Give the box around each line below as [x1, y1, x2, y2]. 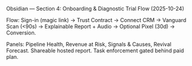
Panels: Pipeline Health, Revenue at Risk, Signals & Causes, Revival [6, 41, 172, 48]
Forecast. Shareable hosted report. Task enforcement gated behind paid [6, 47, 184, 54]
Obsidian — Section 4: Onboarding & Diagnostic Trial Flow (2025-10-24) [6, 5, 184, 12]
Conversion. [6, 29, 36, 36]
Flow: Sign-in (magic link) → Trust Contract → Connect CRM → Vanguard [6, 17, 187, 23]
